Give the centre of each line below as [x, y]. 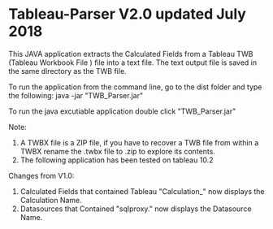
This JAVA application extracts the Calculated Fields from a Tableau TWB [131, 54]
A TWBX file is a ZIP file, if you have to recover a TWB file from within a [139, 142]
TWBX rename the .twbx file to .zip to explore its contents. [117, 151]
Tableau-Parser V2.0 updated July [127, 14]
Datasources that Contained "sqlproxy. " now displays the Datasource [136, 209]
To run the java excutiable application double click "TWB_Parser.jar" [122, 111]
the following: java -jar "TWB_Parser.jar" [76, 95]
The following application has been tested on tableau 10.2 [117, 160]
